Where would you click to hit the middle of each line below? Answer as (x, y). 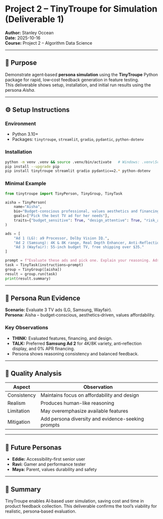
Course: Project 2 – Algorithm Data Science (49, 43)
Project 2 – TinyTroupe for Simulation (81, 9)
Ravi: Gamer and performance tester (49, 464)
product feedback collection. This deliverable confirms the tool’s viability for (81, 506)
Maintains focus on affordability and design (90, 395)
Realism (16, 403)
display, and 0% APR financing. (43, 349)
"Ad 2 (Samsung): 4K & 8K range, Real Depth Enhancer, (70, 243)
